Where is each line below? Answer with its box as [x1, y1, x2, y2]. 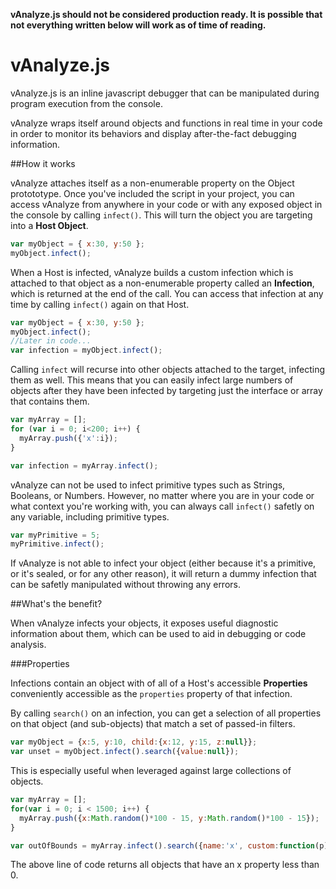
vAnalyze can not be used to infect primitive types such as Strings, [10, 479, 286, 491]
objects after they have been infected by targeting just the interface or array [10, 385, 323, 397]
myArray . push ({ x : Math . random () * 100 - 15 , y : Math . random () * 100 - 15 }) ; [19, 813, 320, 823]
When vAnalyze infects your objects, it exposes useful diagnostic [10, 617, 279, 629]
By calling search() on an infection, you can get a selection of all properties [10, 707, 322, 719]
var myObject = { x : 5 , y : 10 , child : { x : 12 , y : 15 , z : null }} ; [10, 737, 258, 748]
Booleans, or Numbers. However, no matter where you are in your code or [10, 489, 315, 501]
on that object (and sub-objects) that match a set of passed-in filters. [10, 718, 296, 730]
